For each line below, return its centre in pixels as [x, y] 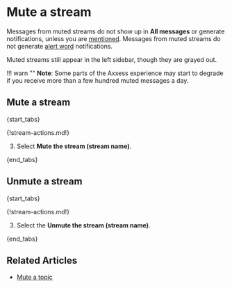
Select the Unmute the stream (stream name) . [83, 225]
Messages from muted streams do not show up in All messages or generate [116, 31]
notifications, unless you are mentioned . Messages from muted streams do [114, 38]
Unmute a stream [44, 182]
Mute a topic [34, 277]
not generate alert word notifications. [59, 46]
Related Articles [42, 261]
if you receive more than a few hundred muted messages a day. [98, 80]
